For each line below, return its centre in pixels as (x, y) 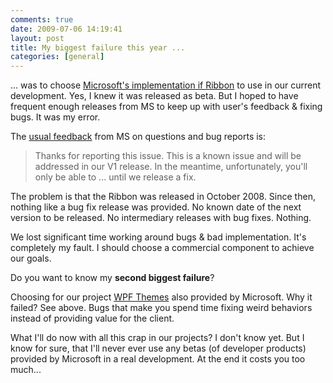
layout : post (37, 38)
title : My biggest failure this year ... (98, 47)
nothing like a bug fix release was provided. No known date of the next (156, 207)
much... (26, 370)
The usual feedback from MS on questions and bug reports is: (138, 137)
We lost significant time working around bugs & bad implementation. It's (158, 237)
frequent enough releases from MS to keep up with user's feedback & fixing (166, 107)
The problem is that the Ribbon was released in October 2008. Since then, (163, 197)
